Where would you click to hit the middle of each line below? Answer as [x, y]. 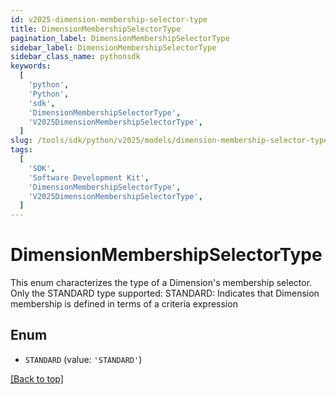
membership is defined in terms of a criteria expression [124, 304]
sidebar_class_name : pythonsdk [75, 57]
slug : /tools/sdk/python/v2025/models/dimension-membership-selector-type [169, 141]
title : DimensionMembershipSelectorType [96, 29]
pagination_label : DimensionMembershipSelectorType [120, 38]
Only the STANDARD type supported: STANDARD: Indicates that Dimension [165, 293]
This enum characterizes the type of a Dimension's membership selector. [161, 283]
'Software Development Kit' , [89, 177]
